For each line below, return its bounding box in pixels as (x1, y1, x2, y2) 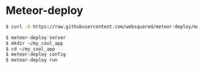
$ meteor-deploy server (5, 34, 66, 41)
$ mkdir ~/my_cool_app (5, 40, 63, 46)
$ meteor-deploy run (5, 57, 58, 64)
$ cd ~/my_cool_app (5, 46, 55, 52)
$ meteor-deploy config (5, 51, 66, 57)
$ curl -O (5, 24, 31, 30)
